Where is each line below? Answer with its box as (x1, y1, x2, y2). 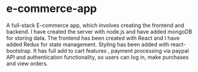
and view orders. (6, 59, 48, 67)
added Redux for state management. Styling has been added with (6, 41, 170, 48)
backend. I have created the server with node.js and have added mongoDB (6, 28, 193, 35)
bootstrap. (6, 47, 32, 54)
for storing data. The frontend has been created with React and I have (6, 34, 180, 41)
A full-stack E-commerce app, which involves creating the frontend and (6, 22, 185, 29)
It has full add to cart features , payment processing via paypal (33, 47, 189, 54)
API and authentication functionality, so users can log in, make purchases (6, 53, 189, 61)
